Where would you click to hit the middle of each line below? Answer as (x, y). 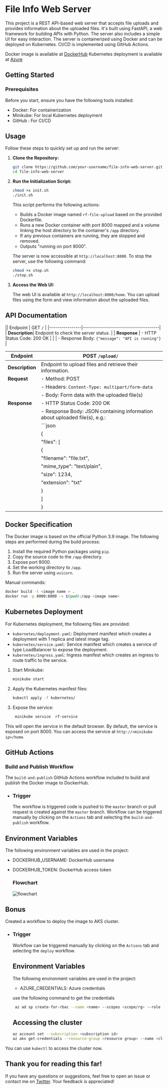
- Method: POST (60, 379)
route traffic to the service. (40, 660)
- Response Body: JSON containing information (97, 411)
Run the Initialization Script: (42, 182)
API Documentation (36, 315)
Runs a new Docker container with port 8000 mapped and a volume (90, 225)
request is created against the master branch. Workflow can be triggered (87, 812)
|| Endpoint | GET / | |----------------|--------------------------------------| (83, 327)
